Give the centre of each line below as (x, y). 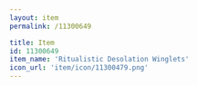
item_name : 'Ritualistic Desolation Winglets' (99, 60)
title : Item (32, 43)
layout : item (34, 18)
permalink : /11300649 (51, 26)
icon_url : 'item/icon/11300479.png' (79, 68)
